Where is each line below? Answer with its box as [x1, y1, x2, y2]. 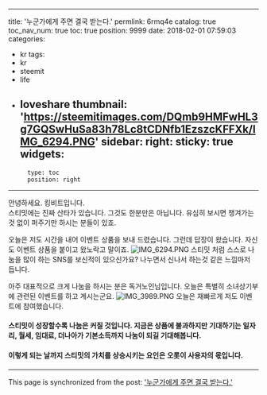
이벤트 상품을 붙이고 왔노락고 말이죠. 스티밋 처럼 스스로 [16, 244, 246, 254]
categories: [8, 34, 45, 44]
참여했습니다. [22, 301, 64, 311]
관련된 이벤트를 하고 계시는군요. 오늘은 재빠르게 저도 [16, 291, 238, 300]
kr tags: [19, 49, 45, 59]
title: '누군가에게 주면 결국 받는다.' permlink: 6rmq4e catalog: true [8, 17, 217, 26]
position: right [27, 176, 81, 184]
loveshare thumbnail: [19, 98, 128, 111]
